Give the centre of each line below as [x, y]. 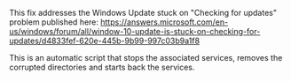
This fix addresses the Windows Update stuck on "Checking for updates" [143, 13]
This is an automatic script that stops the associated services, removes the [146, 58]
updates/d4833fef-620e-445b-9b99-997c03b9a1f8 [105, 40]
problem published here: [54, 22]
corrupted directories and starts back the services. [102, 67]
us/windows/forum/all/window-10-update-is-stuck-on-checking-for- [135, 31]
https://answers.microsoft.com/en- [165, 22]
